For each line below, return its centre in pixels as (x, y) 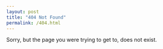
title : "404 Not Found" (36, 17)
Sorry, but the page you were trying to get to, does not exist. (82, 40)
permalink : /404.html (34, 23)
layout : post (23, 12)
